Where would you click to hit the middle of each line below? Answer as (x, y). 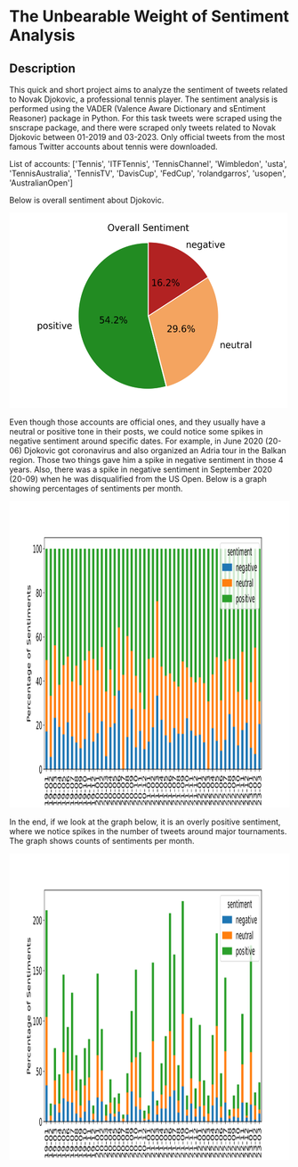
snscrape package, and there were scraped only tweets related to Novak (143, 128)
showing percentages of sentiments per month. (96, 488)
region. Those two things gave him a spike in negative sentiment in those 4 (146, 460)
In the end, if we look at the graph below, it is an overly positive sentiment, (145, 822)
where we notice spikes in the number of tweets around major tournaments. (148, 831)
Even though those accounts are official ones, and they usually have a (137, 422)
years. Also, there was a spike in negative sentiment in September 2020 (141, 469)
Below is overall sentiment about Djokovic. (87, 200)
